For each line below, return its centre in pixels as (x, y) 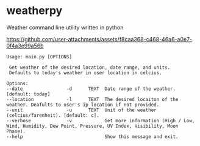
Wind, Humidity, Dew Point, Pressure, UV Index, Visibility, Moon (92, 126)
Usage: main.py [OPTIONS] (39, 57)
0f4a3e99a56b (25, 46)
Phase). (16, 131)
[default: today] (28, 94)
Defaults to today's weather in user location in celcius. (86, 73)
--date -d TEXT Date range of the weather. (91, 89)
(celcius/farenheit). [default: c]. (53, 115)
